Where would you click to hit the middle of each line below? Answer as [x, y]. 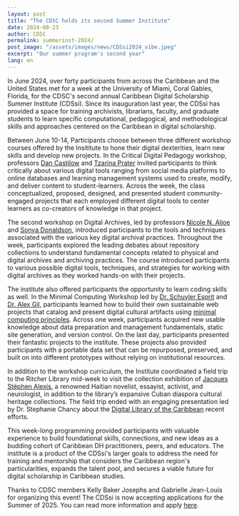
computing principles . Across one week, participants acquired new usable [116, 319]
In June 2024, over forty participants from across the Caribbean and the [113, 81]
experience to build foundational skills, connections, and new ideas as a [113, 438]
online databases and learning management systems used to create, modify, [120, 178]
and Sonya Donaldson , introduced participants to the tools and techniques [117, 230]
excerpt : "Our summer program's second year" [76, 54]
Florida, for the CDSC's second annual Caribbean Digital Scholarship [108, 96]
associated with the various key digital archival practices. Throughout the [115, 237]
